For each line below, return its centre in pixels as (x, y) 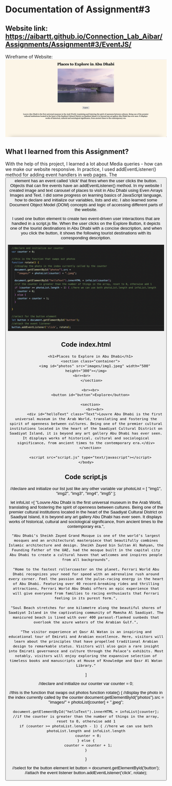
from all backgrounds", (86, 560)
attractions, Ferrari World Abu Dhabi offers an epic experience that (86, 588)
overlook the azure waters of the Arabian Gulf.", (86, 622)
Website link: (27, 28)
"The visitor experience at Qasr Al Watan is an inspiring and (86, 632)
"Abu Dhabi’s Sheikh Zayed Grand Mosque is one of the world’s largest (86, 536)
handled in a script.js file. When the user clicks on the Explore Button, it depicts (86, 223)
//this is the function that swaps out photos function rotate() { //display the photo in (86, 693)
